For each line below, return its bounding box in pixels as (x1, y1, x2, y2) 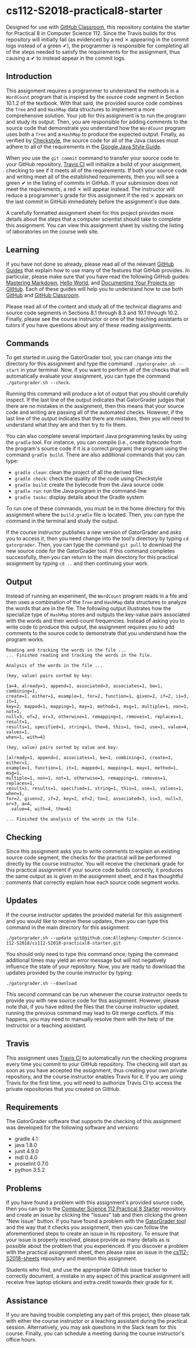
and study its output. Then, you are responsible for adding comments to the (6, 118, 188, 125)
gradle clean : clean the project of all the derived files (14, 469, 143, 476)
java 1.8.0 (14, 1141, 37, 1148)
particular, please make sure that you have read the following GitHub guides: (6, 273, 190, 280)
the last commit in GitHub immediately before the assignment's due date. (6, 198, 181, 205)
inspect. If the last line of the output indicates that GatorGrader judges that (6, 396, 185, 403)
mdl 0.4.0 (14, 1154, 38, 1161)
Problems (6, 1184, 42, 1193)
